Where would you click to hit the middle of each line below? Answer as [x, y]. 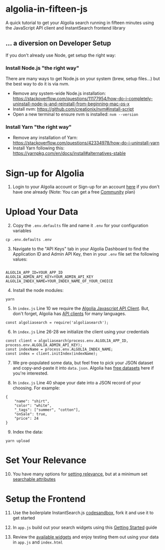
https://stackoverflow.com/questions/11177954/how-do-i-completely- [83, 99]
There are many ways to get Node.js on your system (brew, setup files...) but [83, 79]
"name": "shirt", [32, 402]
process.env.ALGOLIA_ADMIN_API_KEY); [44, 345]
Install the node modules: [38, 290]
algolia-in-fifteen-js [47, 9]
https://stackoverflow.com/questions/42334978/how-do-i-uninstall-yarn [86, 143]
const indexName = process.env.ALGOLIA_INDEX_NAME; [59, 349]
